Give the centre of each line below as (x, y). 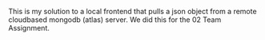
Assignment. (29, 28)
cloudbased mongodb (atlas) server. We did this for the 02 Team (115, 20)
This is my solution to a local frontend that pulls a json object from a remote (133, 11)
